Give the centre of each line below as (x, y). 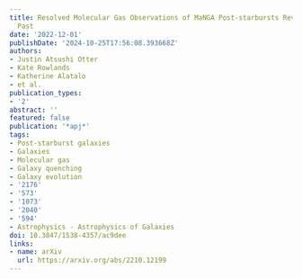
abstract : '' (34, 110)
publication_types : (46, 93)
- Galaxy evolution (46, 176)
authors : (26, 51)
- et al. (26, 85)
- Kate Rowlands (40, 68)
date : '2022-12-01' (46, 34)
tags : (19, 135)
